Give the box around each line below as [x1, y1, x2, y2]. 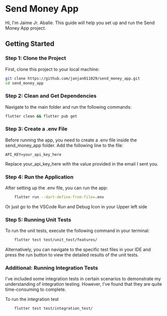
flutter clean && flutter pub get [5, 114, 78, 119]
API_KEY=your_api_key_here [5, 152, 62, 157]
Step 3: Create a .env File [5, 125, 68, 132]
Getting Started [5, 40, 55, 48]
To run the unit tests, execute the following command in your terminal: [5, 227, 150, 234]
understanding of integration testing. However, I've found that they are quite [5, 281, 162, 287]
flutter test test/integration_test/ [14, 306, 93, 311]
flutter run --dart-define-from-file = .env [14, 195, 104, 200]
